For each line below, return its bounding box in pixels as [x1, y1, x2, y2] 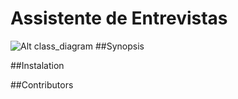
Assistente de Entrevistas [10, 7, 228, 30]
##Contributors [10, 78, 74, 91]
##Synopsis [94, 40, 145, 52]
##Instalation [10, 59, 65, 71]
